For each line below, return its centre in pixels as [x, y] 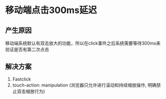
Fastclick [21, 79]
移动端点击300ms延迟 [51, 10]
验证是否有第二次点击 [27, 49]
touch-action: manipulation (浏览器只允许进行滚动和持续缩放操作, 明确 [84, 85]
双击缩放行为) [31, 91]
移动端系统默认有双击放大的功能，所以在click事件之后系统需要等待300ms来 [83, 43]
